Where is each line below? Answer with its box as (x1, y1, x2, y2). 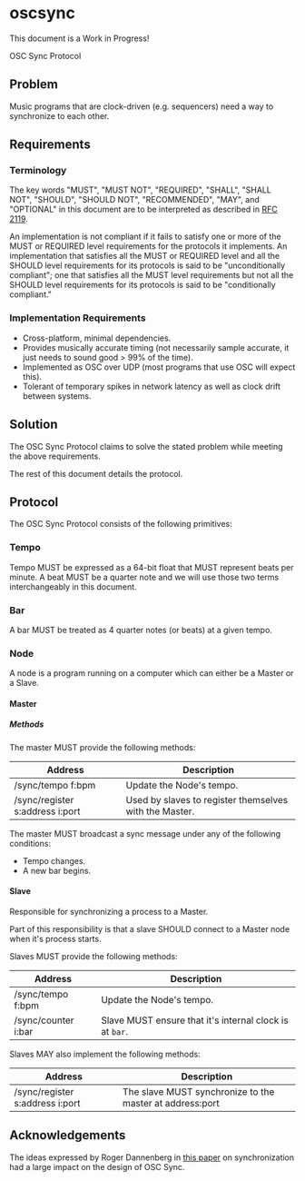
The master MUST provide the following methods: (9, 741, 196, 752)
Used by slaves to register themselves (125, 793, 289, 806)
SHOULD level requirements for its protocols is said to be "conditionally (9, 280, 276, 291)
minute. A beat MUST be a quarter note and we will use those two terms (9, 571, 280, 582)
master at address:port (122, 1097, 220, 1110)
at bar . (101, 1026, 129, 1038)
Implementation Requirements (9, 312, 147, 324)
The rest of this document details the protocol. (9, 468, 183, 479)
